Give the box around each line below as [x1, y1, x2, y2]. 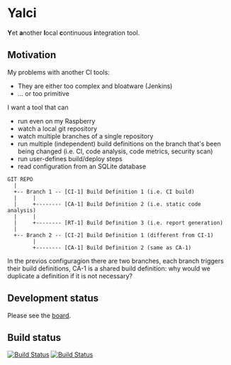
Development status [7, 293, 99, 305]
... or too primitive [17, 89, 69, 97]
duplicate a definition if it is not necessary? [7, 271, 133, 280]
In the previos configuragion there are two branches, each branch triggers [7, 256, 225, 265]
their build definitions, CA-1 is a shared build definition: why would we [7, 264, 210, 273]
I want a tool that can [7, 103, 69, 111]
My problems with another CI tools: [7, 67, 110, 76]
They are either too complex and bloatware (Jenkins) [17, 82, 173, 90]
